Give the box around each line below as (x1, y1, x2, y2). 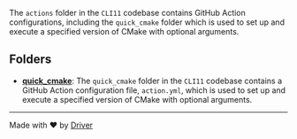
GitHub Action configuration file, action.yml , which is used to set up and (21, 84, 286, 96)
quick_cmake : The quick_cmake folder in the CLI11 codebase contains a (21, 75, 283, 86)
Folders (9, 52, 52, 67)
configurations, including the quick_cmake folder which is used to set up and (9, 17, 286, 27)
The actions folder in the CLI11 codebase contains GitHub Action (9, 8, 246, 18)
